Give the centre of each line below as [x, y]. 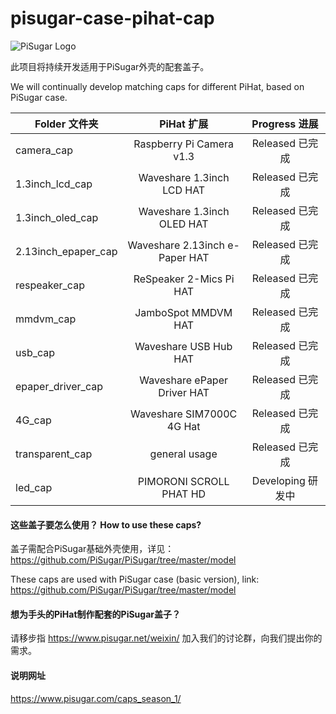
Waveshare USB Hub [183, 346]
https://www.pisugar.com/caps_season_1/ [96, 698]
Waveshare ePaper [184, 380]
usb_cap [35, 352]
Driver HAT [184, 392]
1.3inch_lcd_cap [54, 184]
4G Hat [183, 426]
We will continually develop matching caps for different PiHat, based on [157, 86]
